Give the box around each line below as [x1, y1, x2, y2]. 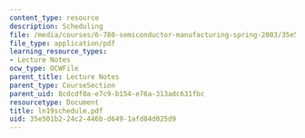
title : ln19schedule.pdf [9, 106, 103, 115]
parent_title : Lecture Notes [9, 73, 120, 82]
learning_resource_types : [9, 47, 107, 56]
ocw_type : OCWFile [9, 64, 79, 74]
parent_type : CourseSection [9, 81, 116, 90]
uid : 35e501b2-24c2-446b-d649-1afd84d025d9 [9, 114, 177, 123]
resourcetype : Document [9, 97, 100, 107]
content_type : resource [9, 13, 100, 23]
